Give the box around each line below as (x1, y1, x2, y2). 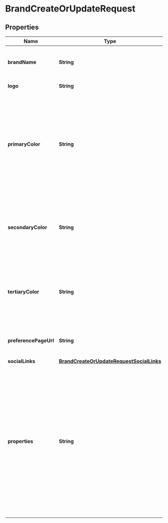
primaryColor (7, 141, 40, 148)
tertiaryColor (7, 288, 39, 295)
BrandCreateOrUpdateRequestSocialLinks (58, 358, 161, 364)
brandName (7, 59, 36, 66)
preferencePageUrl (7, 337, 54, 344)
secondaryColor (7, 224, 47, 231)
